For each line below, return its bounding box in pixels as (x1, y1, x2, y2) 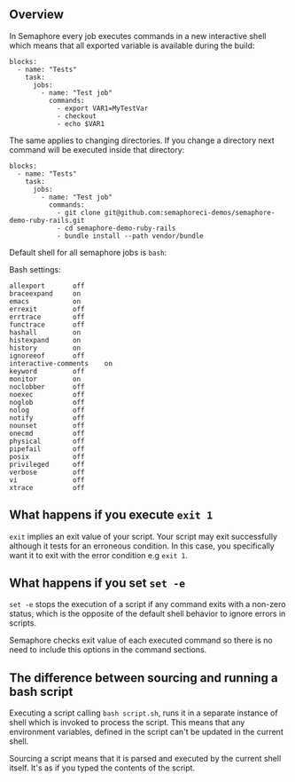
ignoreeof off (9, 351, 86, 360)
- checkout (56, 111, 97, 121)
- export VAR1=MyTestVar (56, 104, 149, 113)
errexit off (9, 304, 86, 313)
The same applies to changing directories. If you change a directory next (9, 135, 275, 146)
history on (9, 344, 82, 352)
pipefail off (9, 444, 86, 454)
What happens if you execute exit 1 (9, 508, 213, 523)
